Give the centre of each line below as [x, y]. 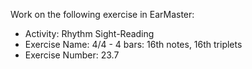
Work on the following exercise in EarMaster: [102, 14]
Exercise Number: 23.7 [72, 55]
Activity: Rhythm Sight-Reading [89, 33]
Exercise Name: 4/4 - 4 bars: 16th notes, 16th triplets [133, 44]
